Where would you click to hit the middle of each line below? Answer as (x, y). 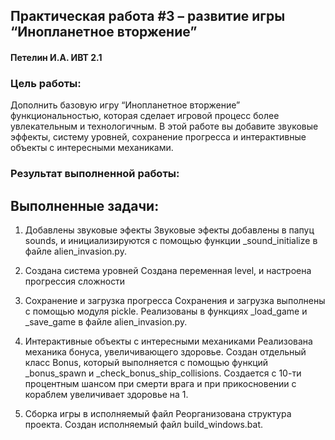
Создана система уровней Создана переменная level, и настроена (168, 271)
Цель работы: (46, 83)
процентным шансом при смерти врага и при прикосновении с (160, 384)
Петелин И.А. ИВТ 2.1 (56, 57)
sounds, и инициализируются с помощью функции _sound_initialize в (171, 241)
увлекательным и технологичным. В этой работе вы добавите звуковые (164, 126)
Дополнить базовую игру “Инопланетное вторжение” (125, 105)
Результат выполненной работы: (95, 174)
